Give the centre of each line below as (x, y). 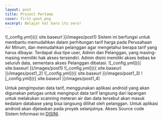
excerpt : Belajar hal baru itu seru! (43, 23)
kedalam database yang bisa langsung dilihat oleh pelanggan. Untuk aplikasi (81, 103)
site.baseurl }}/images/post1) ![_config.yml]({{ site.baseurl (63, 68)
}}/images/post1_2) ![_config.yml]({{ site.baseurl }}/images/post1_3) (72, 73)
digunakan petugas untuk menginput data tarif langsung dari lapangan (76, 93)
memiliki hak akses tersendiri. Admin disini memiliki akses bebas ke (88, 58)
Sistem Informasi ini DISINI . (32, 114)
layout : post (18, 10)
